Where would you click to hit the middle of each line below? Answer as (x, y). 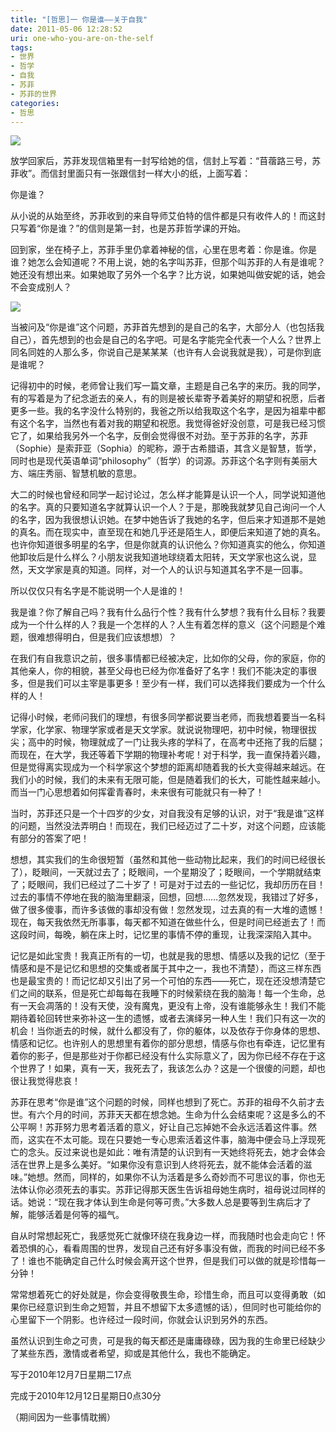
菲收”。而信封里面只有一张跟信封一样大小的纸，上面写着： (131, 173)
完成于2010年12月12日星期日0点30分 (86, 1396)
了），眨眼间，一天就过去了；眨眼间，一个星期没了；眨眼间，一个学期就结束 (166, 872)
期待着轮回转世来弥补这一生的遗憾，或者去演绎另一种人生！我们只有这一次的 (168, 1018)
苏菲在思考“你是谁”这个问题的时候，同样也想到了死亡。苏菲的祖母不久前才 (163, 1102)
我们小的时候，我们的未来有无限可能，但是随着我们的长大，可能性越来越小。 (168, 780)
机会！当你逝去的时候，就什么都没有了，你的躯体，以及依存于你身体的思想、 (168, 1031)
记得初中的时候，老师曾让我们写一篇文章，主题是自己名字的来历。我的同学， (168, 386)
